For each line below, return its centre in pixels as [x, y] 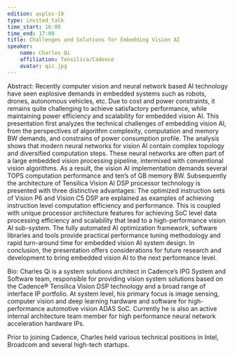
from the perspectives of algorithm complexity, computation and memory [113, 131]
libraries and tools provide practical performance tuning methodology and [114, 235]
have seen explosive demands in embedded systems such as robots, [107, 93]
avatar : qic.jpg [44, 66]
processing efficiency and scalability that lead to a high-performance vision [116, 220]
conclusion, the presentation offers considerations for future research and [114, 250]
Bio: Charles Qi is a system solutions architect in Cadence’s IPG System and [117, 271]
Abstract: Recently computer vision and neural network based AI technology [117, 86]
